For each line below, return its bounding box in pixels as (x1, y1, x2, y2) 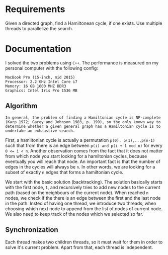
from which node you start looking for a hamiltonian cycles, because (5, 153, 147, 159)
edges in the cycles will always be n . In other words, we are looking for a (5, 163, 155, 169)
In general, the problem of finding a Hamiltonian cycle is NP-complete (5, 115, 161, 120)
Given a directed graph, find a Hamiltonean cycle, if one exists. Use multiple (5, 20, 162, 26)
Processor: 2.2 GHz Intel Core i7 (5, 79, 78, 84)
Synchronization (5, 225, 59, 234)
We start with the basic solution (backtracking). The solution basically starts (5, 179, 162, 185)
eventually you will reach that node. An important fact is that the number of (5, 158, 160, 164)
